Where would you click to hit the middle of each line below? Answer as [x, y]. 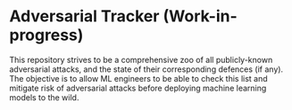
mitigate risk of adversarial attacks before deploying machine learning [138, 88]
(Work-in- [200, 16]
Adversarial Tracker [84, 16]
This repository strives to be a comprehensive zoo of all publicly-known [141, 59]
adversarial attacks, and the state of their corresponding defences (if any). [146, 69]
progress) [46, 35]
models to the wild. [44, 97]
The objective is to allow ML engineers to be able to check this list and [138, 78]
